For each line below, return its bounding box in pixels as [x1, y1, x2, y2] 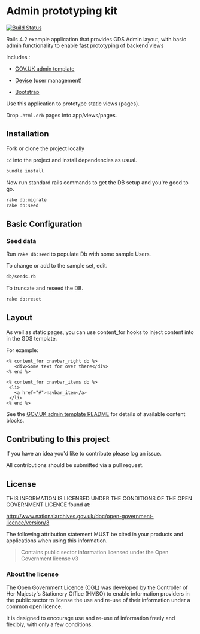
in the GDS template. [6, 335, 57, 342]
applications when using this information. [6, 537, 108, 544]
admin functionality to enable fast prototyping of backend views [6, 42, 164, 49]
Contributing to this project [6, 434, 110, 444]
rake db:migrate [6, 196, 47, 203]
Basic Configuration [6, 219, 83, 229]
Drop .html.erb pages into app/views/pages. [6, 111, 117, 119]
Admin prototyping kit [6, 4, 118, 18]
